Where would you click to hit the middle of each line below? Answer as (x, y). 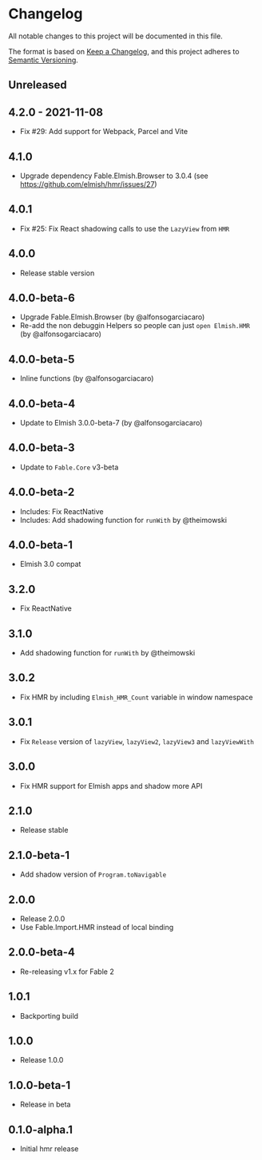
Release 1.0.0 (42, 1060)
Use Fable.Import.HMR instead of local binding (97, 927)
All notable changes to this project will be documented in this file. (116, 36)
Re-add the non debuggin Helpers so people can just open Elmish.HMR (135, 326)
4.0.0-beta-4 (42, 404)
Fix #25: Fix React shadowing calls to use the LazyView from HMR (125, 228)
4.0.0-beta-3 (42, 448)
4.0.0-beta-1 (41, 545)
